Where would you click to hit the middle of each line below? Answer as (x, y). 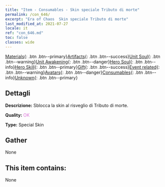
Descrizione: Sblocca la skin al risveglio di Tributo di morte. (67, 105)
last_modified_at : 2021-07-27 (37, 24)
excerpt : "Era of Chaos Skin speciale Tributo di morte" (67, 19)
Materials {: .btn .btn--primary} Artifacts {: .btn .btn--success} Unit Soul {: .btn (83, 56)
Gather (16, 140)
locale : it (16, 28)
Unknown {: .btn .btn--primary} (46, 77)
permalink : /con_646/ (28, 14)
